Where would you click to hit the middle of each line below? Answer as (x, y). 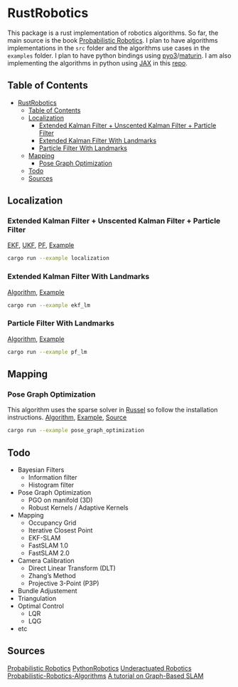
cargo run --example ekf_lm (49, 305)
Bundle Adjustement (47, 591)
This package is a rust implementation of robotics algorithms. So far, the (113, 33)
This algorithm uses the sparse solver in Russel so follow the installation (113, 410)
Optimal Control (40, 606)
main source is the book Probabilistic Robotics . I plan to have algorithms (113, 40)
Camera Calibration (46, 561)
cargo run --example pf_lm (47, 352)
